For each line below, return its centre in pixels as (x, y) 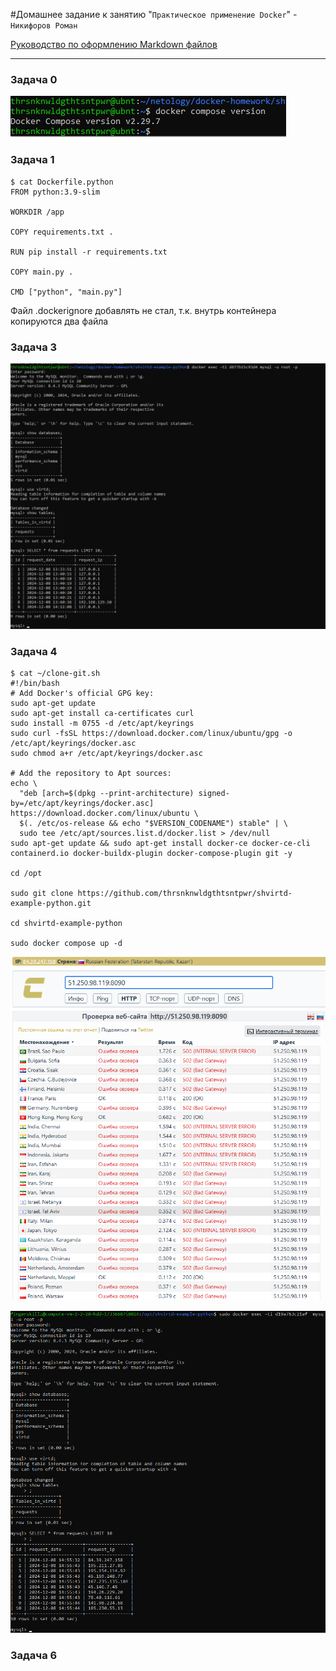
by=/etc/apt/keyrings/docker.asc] (82, 804)
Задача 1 (32, 160)
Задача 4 (34, 652)
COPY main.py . (42, 272)
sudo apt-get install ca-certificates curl (102, 714)
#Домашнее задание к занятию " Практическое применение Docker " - (154, 14)
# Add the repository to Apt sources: (91, 774)
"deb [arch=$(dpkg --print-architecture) (107, 794)
